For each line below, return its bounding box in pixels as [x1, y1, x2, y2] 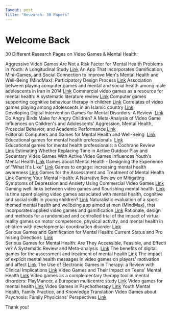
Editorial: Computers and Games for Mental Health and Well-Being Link [5, 131, 156, 138]
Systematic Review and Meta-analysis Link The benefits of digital [18, 246, 157, 252]
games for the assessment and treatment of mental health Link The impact [5, 251, 162, 257]
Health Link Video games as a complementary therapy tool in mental [5, 273, 149, 279]
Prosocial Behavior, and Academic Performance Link [5, 126, 116, 132]
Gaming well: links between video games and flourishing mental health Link [5, 186, 165, 192]
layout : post [5, 7, 33, 13]
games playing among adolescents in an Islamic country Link [5, 104, 134, 110]
